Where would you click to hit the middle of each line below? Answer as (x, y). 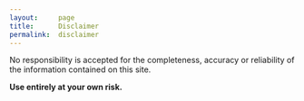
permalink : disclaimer (54, 34)
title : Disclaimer (54, 26)
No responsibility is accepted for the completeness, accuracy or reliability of (152, 60)
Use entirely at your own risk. (66, 87)
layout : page (42, 18)
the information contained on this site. (80, 69)
